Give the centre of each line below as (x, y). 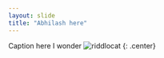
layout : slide (32, 15)
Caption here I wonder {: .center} (82, 45)
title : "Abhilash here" (48, 23)
